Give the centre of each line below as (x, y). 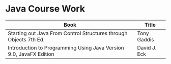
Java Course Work (45, 9)
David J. (147, 47)
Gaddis (146, 39)
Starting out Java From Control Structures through (68, 33)
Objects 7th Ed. (26, 39)
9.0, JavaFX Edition (31, 54)
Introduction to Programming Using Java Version (66, 47)
